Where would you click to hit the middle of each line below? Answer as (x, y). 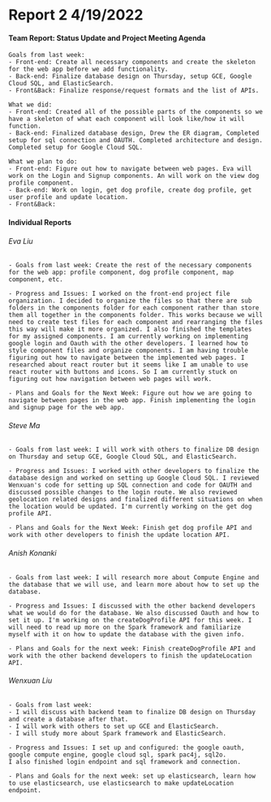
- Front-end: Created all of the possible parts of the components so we (136, 112)
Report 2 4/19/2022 (76, 15)
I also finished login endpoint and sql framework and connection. (125, 761)
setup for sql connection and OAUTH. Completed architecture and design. (136, 141)
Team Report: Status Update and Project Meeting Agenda (107, 37)
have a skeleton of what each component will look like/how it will (127, 119)
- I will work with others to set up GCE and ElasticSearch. (114, 726)
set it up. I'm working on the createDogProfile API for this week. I (130, 620)
